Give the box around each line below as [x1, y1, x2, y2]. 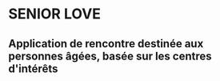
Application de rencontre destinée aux [8, 37, 204, 51]
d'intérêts [8, 62, 58, 75]
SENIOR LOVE [8, 5, 102, 23]
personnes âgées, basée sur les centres [8, 49, 212, 63]
